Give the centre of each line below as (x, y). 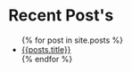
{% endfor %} (47, 59)
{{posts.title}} (46, 49)
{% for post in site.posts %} (72, 40)
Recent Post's (61, 16)
